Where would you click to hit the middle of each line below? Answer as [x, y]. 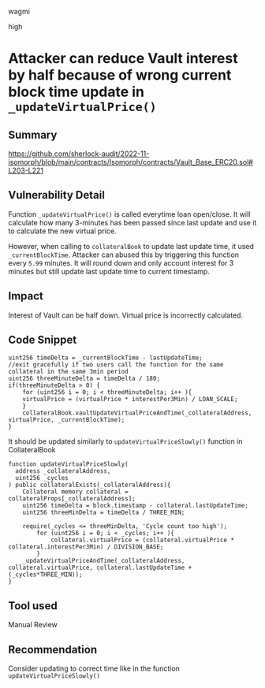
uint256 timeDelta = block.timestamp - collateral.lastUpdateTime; [135, 506]
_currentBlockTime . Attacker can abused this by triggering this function [123, 255]
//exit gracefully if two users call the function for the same [116, 365]
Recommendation [52, 649]
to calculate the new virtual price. [62, 231]
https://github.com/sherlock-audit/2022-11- [79, 154]
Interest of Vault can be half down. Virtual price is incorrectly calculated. [125, 315]
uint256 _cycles [42, 478]
